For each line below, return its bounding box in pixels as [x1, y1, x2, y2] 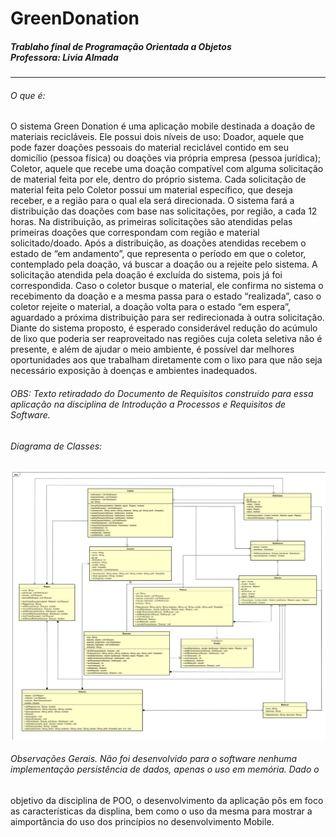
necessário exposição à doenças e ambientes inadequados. [10, 365, 258, 377]
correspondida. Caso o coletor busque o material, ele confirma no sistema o [10, 280, 324, 292]
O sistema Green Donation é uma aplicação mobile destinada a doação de [10, 120, 316, 132]
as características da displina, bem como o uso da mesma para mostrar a [10, 805, 313, 817]
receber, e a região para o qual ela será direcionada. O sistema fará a [10, 195, 295, 207]
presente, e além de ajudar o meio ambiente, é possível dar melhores [10, 343, 295, 356]
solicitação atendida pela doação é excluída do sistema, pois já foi [10, 269, 283, 281]
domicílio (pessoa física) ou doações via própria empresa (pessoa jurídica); [10, 152, 322, 164]
